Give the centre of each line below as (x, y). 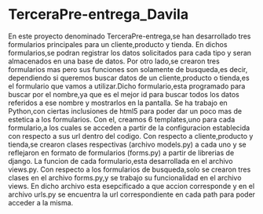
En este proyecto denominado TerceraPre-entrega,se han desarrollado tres (130, 36)
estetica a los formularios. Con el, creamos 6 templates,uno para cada (122, 119)
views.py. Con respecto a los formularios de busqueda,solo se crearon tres (130, 169)
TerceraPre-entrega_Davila (99, 15)
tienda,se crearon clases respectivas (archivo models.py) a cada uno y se (128, 144)
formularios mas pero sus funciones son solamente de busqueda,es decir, (128, 69)
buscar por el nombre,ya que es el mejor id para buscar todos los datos (124, 94)
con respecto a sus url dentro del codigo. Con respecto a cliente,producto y (131, 136)
